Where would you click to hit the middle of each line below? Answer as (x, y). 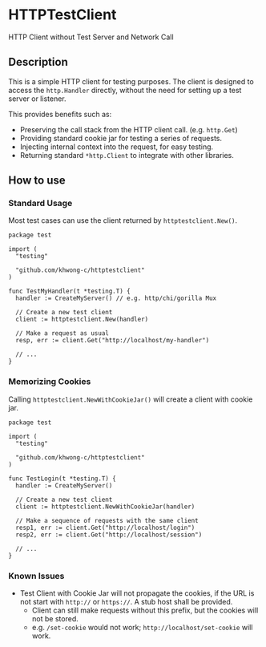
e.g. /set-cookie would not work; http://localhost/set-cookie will (142, 628)
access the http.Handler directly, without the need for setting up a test (125, 90)
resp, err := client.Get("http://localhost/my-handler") (113, 341)
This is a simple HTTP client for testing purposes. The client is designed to (131, 81)
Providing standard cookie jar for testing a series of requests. (121, 138)
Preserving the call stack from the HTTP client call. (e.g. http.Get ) (129, 129)
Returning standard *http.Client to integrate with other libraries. (127, 155)
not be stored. (55, 619)
